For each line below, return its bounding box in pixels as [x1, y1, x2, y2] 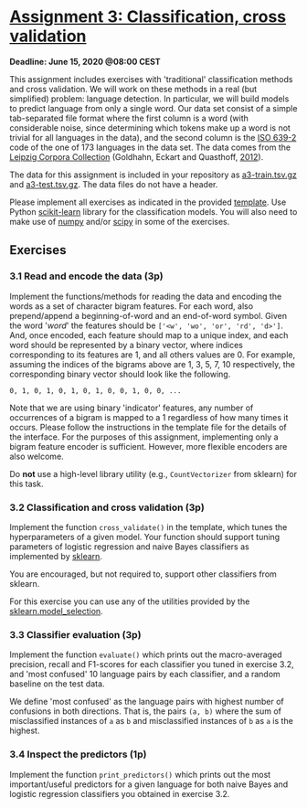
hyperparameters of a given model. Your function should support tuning [9, 531, 281, 542]
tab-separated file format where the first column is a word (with [9, 112, 249, 123]
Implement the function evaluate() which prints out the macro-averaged [9, 649, 282, 660]
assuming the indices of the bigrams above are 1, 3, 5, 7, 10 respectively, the [9, 358, 295, 369]
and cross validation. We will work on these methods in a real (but [9, 83, 258, 94]
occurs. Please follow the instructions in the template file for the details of [9, 421, 287, 432]
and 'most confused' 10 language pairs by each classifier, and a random [9, 669, 281, 680]
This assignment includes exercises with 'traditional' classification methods [9, 73, 293, 84]
